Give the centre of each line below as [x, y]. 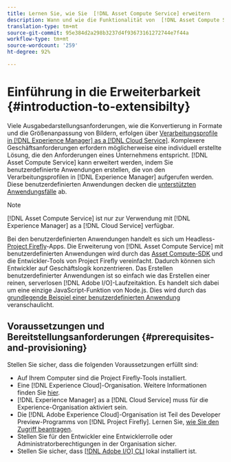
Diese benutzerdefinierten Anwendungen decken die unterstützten [102, 184]
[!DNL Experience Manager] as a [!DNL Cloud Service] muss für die [112, 399]
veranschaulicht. [31, 304]
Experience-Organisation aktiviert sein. [73, 407]
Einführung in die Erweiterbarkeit [104, 92]
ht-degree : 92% [29, 52]
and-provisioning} [47, 348]
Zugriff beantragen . [45, 429]
